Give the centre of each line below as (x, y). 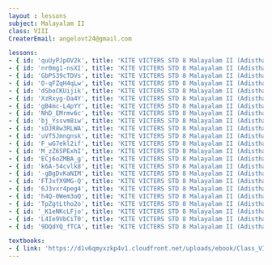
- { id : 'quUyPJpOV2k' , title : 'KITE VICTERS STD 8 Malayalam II (121, 61)
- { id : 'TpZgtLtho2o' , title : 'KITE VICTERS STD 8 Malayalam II (121, 203)
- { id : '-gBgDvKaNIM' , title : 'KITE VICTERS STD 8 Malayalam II (121, 174)
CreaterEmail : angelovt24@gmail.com (70, 38)
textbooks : (27, 241)
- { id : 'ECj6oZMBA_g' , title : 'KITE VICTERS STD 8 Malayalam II (121, 159)
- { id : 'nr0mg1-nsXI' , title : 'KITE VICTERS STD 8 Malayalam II (121, 68)
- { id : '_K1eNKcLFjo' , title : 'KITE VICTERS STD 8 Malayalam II (121, 212)
